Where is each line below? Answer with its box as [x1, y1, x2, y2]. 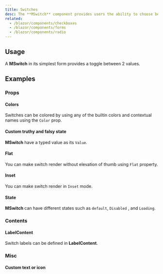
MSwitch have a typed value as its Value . [5, 139, 87, 145]
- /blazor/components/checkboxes [9, 20, 77, 26]
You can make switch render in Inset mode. [5, 183, 93, 189]
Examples [5, 75, 35, 83]
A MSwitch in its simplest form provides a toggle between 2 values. [5, 60, 141, 66]
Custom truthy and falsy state [5, 128, 66, 134]
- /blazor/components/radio [9, 30, 66, 35]
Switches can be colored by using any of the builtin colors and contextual [5, 112, 152, 118]
